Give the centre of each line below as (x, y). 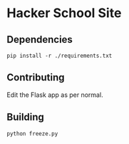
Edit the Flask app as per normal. (55, 95)
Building (25, 117)
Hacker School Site (64, 13)
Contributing (36, 77)
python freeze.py (32, 133)
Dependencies (40, 40)
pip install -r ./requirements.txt (60, 56)
